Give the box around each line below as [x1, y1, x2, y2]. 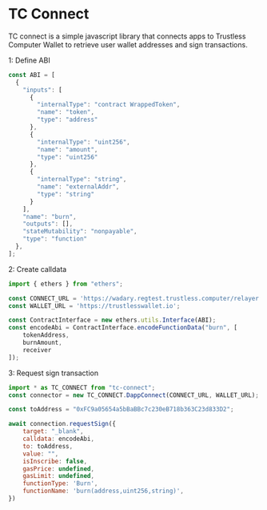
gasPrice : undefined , [22, 464, 94, 473]
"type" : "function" [22, 235, 88, 243]
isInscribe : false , [22, 457, 88, 465]
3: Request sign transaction [8, 368, 98, 378]
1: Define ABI [8, 55, 50, 65]
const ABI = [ [8, 71, 56, 79]
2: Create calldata [8, 264, 67, 273]
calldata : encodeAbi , [22, 435, 94, 443]
